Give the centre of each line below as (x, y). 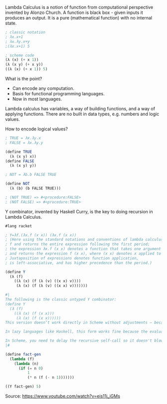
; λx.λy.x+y (17, 41)
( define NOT (17, 184)
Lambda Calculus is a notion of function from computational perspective (79, 7)
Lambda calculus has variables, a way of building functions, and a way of (80, 109)
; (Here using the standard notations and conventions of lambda (74, 240)
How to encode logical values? (37, 129)
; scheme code (20, 55)
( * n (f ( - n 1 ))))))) (51, 378)
